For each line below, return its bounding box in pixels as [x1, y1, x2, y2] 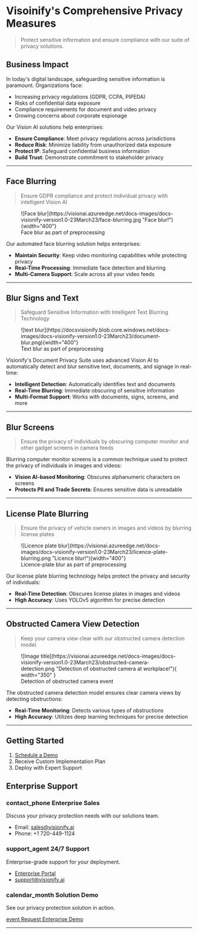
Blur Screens [6, 422, 55, 432]
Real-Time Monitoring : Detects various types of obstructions [14, 706, 164, 714]
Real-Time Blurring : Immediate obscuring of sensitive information [14, 387, 175, 394]
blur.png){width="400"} [21, 339, 78, 346]
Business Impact [6, 60, 69, 70]
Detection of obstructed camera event [21, 677, 114, 685]
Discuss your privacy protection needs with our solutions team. [6, 812, 160, 819]
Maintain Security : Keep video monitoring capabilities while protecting [14, 251, 187, 258]
